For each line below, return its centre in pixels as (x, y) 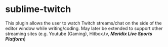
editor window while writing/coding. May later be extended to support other (84, 28)
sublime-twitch (38, 9)
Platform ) (16, 39)
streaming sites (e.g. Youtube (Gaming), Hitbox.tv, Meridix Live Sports (79, 33)
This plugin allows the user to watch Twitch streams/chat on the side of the (83, 23)
